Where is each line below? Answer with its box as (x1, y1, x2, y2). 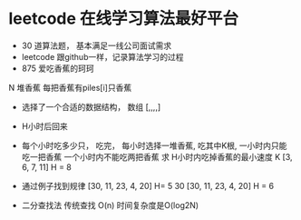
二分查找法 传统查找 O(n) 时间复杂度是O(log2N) (21, 199, 199, 210)
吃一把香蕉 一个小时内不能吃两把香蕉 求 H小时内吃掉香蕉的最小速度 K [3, (21, 151, 293, 162)
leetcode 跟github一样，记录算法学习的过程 (21, 51, 184, 62)
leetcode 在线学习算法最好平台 (8, 8, 239, 29)
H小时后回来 (21, 120, 69, 132)
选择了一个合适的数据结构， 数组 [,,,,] (21, 101, 161, 112)
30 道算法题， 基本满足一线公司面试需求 (21, 40, 172, 51)
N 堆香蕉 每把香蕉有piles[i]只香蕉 (8, 82, 132, 93)
